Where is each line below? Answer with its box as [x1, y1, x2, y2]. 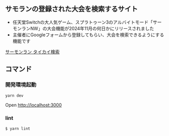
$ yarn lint [5, 126, 30, 131]
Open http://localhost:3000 [5, 102, 62, 108]
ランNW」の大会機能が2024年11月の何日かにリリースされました [21, 25, 154, 31]
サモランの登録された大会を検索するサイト [5, 5, 138, 14]
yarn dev [5, 93, 24, 98]
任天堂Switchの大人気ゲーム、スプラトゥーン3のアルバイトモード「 [12, 19, 153, 25]
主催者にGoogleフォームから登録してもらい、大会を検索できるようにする [12, 32, 164, 38]
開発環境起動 [5, 81, 37, 88]
